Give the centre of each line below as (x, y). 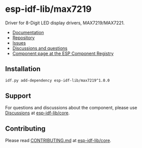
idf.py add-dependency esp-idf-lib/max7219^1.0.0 (58, 80)
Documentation (28, 32)
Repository (23, 38)
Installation (23, 69)
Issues (19, 43)
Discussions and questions (40, 48)
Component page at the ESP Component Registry (63, 53)
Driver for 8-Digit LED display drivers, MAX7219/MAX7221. (65, 23)
